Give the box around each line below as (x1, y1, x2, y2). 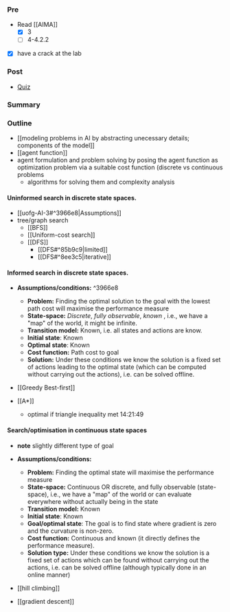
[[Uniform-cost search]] (27, 231, 95, 239)
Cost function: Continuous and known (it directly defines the (27, 534, 200, 542)
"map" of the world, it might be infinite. (27, 319, 137, 328)
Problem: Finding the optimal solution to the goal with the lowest (27, 297, 211, 306)
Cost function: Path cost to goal (27, 348, 119, 357)
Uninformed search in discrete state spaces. (7, 193, 137, 202)
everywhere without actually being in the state (27, 497, 159, 505)
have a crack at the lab (16, 50, 82, 58)
